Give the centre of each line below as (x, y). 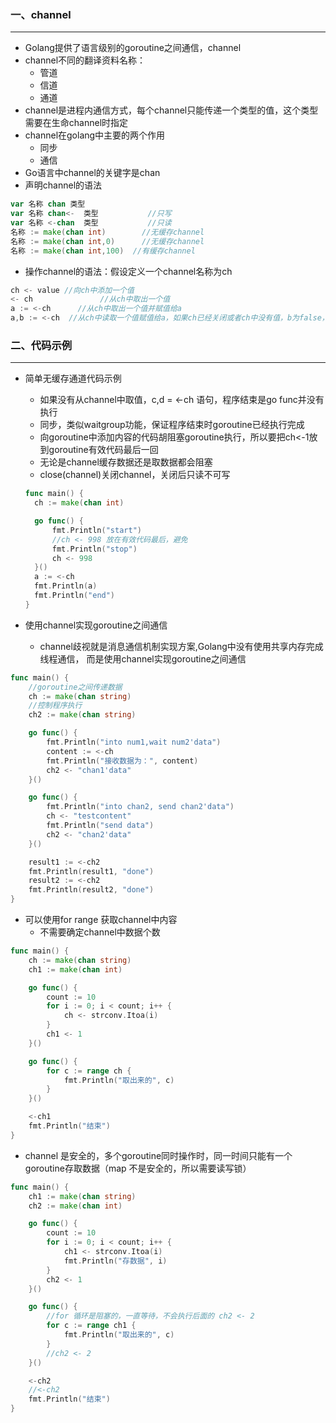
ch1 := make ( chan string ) (82, 1196)
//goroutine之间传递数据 (75, 687)
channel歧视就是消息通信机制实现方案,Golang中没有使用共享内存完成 (181, 646)
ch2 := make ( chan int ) (75, 1206)
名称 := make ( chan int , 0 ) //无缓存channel (107, 241)
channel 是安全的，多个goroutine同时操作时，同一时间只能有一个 (158, 1155)
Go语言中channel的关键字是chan (92, 173)
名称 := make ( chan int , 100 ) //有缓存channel (103, 251)
